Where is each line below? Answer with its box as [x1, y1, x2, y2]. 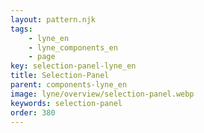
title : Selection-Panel [10, 71, 110, 81]
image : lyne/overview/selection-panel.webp [10, 89, 195, 99]
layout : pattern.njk [10, 14, 97, 25]
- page [28, 52, 56, 62]
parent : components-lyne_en [10, 80, 128, 90]
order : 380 [10, 107, 56, 118]
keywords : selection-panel [10, 98, 123, 108]
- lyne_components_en [28, 42, 118, 53]
